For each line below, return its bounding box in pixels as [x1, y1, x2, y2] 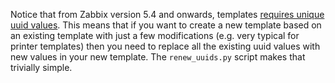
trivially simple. [10, 62, 73, 73]
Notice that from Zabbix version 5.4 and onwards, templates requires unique [10, 9, 325, 20]
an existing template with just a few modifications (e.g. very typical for [10, 30, 300, 41]
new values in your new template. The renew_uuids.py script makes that [10, 51, 306, 63]
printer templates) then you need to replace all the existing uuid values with [10, 40, 321, 52]
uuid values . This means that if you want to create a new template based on [10, 19, 322, 31]
